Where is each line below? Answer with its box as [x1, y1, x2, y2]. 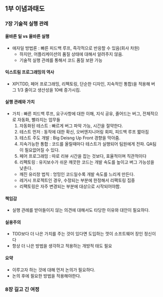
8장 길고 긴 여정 [5, 286, 40, 293]
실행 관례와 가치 [5, 99, 35, 105]
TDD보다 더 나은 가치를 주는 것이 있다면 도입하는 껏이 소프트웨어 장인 [12, 231, 144, 237]
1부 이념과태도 [5, 4, 45, 13]
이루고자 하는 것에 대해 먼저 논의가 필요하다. [12, 266, 96, 273]
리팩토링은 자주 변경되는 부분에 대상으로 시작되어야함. [19, 183, 121, 189]
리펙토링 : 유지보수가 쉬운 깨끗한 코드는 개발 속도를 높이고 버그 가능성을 [19, 159, 155, 165]
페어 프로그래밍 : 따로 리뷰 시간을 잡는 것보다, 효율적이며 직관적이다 [19, 153, 147, 159]
